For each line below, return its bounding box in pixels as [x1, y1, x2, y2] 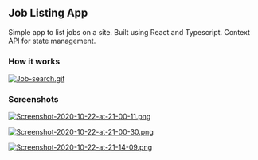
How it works [8, 56, 61, 67]
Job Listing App [8, 6, 88, 20]
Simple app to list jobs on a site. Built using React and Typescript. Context [8, 27, 251, 37]
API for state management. [8, 36, 96, 45]
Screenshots [8, 94, 59, 105]
